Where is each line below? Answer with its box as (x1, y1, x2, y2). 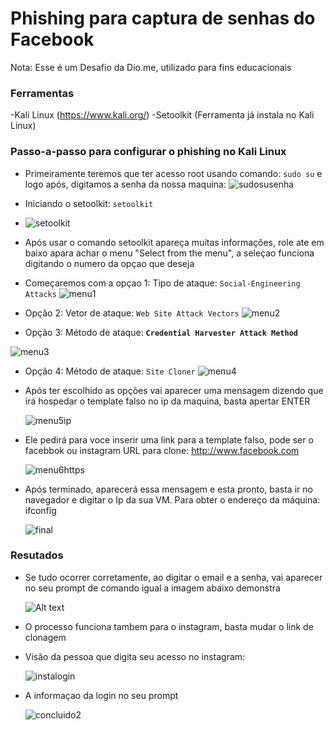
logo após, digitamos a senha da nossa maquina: (24, 178, 227, 190)
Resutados (10, 548, 64, 562)
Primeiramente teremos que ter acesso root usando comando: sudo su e (24, 167, 323, 179)
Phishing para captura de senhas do (10, 7, 316, 30)
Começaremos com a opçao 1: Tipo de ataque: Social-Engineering (24, 277, 301, 289)
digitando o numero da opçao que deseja (24, 257, 195, 269)
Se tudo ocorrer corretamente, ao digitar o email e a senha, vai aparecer (24, 571, 323, 583)
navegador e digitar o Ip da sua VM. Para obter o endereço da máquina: (24, 493, 321, 506)
